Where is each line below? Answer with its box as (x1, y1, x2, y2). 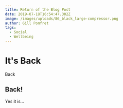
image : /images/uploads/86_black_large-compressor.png (5, 16, 119, 21)
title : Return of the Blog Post (5, 7, 70, 12)
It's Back (5, 55, 41, 66)
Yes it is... (5, 98, 24, 104)
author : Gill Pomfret (5, 20, 49, 26)
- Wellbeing (9, 35, 34, 39)
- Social (9, 30, 27, 35)
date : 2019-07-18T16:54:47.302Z (5, 12, 70, 17)
